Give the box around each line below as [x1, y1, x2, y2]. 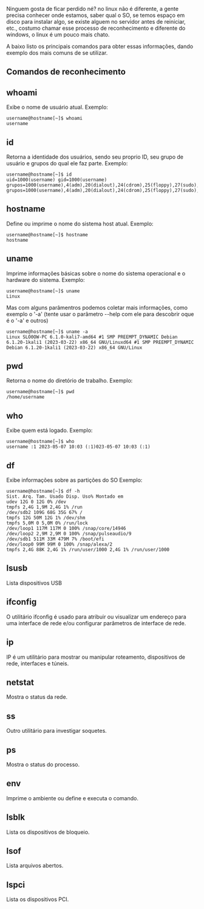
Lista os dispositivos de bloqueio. [6, 828, 90, 835]
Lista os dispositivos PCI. [6, 896, 69, 903]
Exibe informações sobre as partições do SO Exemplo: [6, 476, 143, 484]
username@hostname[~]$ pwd [6, 389, 75, 395]
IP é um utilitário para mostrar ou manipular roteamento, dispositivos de [6, 653, 185, 660]
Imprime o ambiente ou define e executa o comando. [6, 794, 138, 801]
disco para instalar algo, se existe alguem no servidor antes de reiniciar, [6, 18, 186, 25]
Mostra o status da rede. [6, 693, 68, 701]
